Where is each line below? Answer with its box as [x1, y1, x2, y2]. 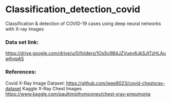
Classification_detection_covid [5, 4, 140, 15]
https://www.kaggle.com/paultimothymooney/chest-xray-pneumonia [5, 91, 150, 97]
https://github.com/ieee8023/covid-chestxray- [66, 80, 165, 86]
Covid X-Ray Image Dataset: [5, 80, 65, 86]
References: [5, 68, 37, 75]
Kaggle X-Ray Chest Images [22, 85, 82, 91]
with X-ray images [5, 25, 44, 32]
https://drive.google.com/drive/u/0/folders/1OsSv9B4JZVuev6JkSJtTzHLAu [5, 50, 166, 57]
